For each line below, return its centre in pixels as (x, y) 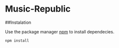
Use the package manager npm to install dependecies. (60, 32)
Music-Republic (38, 9)
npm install (17, 40)
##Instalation (18, 22)
